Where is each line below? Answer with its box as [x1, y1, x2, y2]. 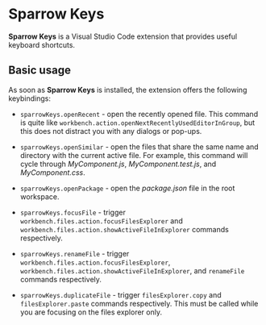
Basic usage [8, 64, 71, 77]
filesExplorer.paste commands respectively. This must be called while [19, 298, 259, 308]
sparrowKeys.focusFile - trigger [19, 207, 127, 217]
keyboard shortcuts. [8, 40, 75, 49]
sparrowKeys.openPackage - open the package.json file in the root [19, 183, 235, 193]
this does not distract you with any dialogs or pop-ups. [19, 126, 202, 135]
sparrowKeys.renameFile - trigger [19, 248, 130, 258]
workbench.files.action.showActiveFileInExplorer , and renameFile [19, 265, 245, 275]
